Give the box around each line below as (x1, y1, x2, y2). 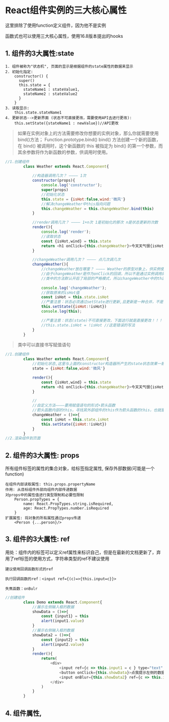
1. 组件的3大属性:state (5, 49, 74, 58)
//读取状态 (41, 234, 61, 239)
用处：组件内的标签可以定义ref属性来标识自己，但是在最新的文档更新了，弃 (5, 549, 161, 555)
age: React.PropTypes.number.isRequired (23, 506, 109, 511)
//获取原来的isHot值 (41, 290, 80, 295)
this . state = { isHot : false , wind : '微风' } (41, 196, 126, 202)
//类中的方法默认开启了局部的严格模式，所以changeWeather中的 (41, 276, 157, 281)
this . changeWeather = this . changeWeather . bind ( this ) (41, 206, 154, 211)
